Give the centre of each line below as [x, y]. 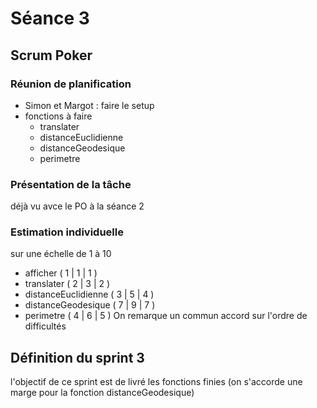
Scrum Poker [51, 55]
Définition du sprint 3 [77, 357]
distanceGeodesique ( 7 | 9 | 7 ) [90, 305]
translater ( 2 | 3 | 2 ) [67, 284]
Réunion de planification [71, 84]
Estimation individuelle [67, 232]
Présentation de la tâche [71, 184]
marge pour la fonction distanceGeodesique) [102, 393]
